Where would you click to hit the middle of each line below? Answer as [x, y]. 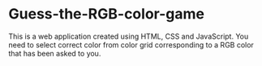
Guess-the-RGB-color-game [107, 14]
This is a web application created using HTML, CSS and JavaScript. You [129, 36]
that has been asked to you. [55, 53]
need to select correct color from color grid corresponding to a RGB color [131, 44]
